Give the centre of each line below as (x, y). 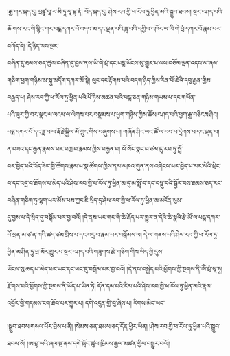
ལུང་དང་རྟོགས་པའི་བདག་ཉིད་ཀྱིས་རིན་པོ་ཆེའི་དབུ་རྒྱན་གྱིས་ (152, 80)
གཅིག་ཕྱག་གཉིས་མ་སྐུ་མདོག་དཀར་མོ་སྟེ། (49, 80)
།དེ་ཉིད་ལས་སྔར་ (43, 46)
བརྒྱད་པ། (16, 97)
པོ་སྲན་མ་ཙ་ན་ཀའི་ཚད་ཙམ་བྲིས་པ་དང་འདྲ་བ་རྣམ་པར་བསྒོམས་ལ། (74, 234)
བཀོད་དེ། (16, 46)
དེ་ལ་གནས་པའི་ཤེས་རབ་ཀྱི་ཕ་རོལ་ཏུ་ (181, 234)
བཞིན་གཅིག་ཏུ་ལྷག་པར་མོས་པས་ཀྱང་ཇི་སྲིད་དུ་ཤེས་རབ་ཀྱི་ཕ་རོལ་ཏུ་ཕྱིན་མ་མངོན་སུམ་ (95, 200)
